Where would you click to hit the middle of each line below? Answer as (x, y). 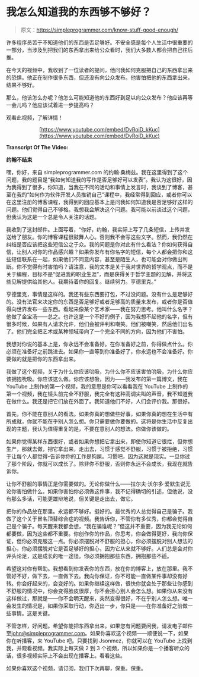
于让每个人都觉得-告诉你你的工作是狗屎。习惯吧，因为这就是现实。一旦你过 (98, 456)
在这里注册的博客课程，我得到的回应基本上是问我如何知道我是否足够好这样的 (99, 202)
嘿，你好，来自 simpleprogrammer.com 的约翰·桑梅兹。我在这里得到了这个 (97, 172)
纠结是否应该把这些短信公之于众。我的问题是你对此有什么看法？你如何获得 (97, 244)
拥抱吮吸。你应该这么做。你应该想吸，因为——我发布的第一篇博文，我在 (99, 379)
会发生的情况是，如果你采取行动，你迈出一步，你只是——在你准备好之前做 (97, 606)
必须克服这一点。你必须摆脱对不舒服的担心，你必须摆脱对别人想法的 (110, 541)
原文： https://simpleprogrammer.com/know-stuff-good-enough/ (99, 30)
